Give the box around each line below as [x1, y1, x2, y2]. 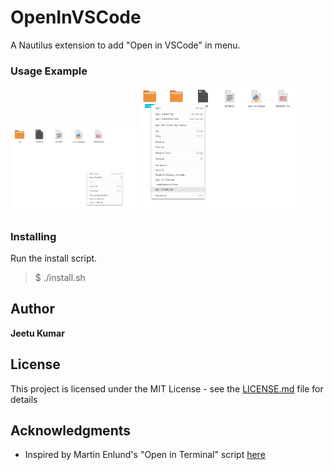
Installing [10, 229, 57, 243]
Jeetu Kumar [10, 327, 65, 339]
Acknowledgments [10, 422, 132, 439]
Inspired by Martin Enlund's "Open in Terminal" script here [24, 449, 266, 461]
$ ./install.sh [34, 271, 86, 283]
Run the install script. [10, 252, 98, 264]
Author [10, 301, 55, 318]
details [10, 393, 38, 405]
